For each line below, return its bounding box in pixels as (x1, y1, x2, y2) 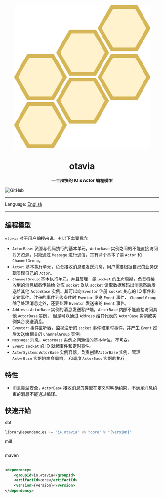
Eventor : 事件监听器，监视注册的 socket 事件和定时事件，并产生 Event (12, 324, 152, 331)
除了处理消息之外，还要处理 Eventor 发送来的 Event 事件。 (12, 300, 129, 306)
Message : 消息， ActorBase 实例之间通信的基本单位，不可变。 (12, 337, 133, 343)
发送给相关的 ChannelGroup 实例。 (16, 331, 84, 337)
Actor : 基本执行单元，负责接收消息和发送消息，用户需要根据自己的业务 (12, 263, 154, 270)
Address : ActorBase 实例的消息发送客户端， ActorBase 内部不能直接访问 (12, 306, 153, 312)
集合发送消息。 (16, 319, 47, 324)
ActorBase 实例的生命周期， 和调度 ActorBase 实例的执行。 (12, 355, 129, 361)
